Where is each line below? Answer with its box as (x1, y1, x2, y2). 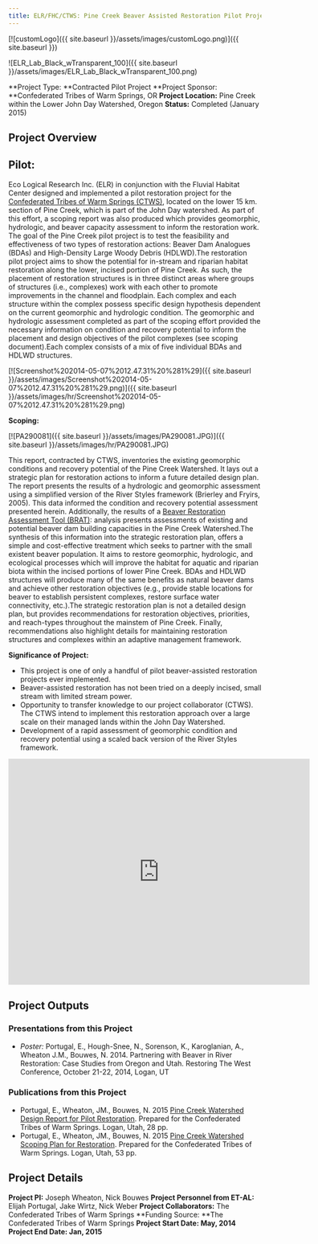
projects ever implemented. (19, 674, 111, 684)
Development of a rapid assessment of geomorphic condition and (19, 725, 238, 735)
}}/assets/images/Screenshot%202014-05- (8, 374, 153, 384)
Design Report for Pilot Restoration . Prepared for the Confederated (19, 1114, 241, 1123)
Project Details (8, 1171, 84, 1185)
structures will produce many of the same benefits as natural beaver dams (8, 575, 255, 584)
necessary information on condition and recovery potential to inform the (8, 325, 247, 334)
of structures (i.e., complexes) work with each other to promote (8, 282, 218, 292)
